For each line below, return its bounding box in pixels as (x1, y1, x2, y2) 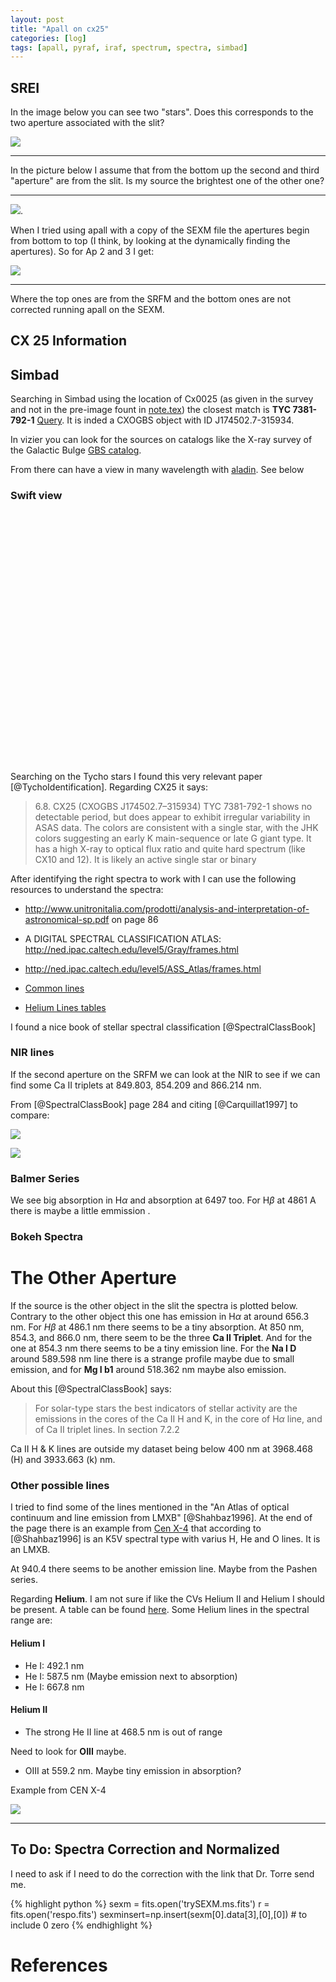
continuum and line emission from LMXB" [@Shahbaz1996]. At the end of (10, 1512, 313, 1524)
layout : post (10, 14, 65, 25)
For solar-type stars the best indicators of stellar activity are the (34, 1402, 298, 1415)
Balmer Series (10, 1171, 80, 1185)
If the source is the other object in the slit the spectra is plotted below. (10, 1300, 298, 1312)
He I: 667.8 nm (24, 1681, 85, 1693)
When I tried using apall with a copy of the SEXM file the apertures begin (10, 224, 310, 236)
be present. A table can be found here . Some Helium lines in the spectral (10, 1604, 310, 1616)
